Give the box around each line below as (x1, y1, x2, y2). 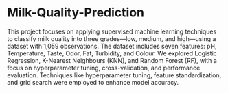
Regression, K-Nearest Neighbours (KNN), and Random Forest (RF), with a (7, 56, 218, 64)
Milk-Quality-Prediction (7, 5, 145, 21)
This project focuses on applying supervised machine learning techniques (7, 27, 217, 36)
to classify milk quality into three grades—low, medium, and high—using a (7, 34, 216, 42)
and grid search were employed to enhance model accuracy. (7, 78, 179, 86)
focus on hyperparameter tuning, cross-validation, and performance (7, 64, 201, 72)
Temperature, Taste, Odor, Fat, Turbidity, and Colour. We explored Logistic (7, 49, 218, 57)
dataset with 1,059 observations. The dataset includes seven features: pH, (7, 42, 217, 50)
